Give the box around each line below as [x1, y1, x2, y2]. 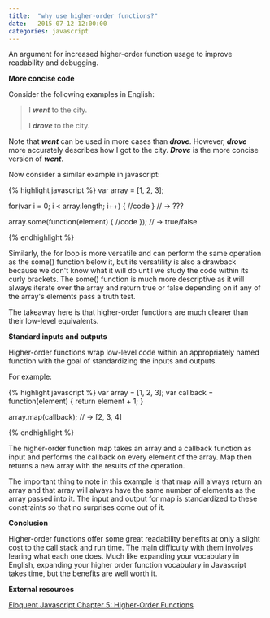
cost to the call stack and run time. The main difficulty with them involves [8, 542, 254, 553]
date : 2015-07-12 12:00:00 [8, 20, 107, 28]
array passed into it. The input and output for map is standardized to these [8, 494, 258, 504]
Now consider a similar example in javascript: [8, 170, 160, 180]
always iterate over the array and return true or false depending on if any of [8, 283, 262, 293]
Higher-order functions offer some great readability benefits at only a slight [8, 534, 260, 544]
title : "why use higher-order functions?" [8, 11, 159, 20]
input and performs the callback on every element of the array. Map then [8, 452, 252, 462]
